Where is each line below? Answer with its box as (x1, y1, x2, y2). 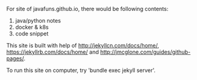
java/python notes (15, 17, 61, 24)
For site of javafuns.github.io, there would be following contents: (6, 5, 169, 12)
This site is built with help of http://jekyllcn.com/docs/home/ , (6, 42, 160, 49)
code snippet (15, 30, 49, 37)
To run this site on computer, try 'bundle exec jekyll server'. (6, 67, 156, 74)
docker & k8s (15, 24, 49, 31)
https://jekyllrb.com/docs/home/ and (6, 48, 99, 56)
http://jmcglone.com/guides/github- (100, 48, 191, 56)
